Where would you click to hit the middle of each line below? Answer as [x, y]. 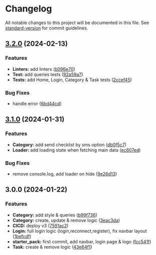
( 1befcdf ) [22, 236]
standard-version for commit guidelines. [47, 28]
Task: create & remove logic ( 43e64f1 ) [52, 247]
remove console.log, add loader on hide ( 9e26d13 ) [65, 174]
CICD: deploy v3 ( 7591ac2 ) [40, 225]
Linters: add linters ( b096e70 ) [44, 69]
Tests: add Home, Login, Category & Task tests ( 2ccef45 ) [72, 80]
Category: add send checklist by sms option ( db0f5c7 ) [69, 145]
